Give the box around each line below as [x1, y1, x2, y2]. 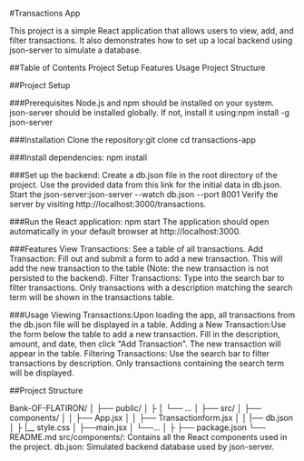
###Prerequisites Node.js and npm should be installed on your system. [9, 97, 275, 108]
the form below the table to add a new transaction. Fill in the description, [9, 329, 281, 339]
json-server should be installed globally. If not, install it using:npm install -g [9, 107, 290, 117]
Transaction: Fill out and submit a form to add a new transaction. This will [9, 254, 283, 264]
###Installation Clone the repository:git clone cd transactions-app [9, 135, 257, 145]
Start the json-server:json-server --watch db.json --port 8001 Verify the [9, 189, 279, 199]
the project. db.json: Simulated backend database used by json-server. [9, 441, 275, 452]
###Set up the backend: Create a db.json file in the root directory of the [9, 170, 279, 180]
